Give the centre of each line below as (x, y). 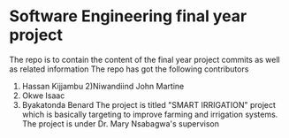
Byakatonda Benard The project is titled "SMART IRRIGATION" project (149, 104)
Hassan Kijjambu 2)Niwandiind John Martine (103, 86)
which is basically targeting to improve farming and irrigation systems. (150, 114)
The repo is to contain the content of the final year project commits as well (144, 59)
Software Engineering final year (128, 16)
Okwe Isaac (43, 96)
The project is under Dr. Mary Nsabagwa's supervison (120, 123)
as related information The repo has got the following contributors (129, 69)
